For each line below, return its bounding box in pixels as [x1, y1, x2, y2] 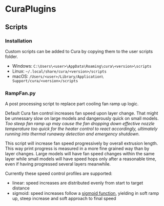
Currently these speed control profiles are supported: [5, 170, 112, 176]
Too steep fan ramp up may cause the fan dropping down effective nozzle [5, 121, 155, 127]
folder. [5, 54, 18, 59]
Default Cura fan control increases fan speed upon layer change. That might [5, 111, 159, 116]
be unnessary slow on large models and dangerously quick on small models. [5, 115, 159, 121]
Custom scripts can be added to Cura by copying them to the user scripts [5, 48, 153, 54]
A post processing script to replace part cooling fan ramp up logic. [5, 101, 139, 107]
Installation [5, 37, 33, 44]
